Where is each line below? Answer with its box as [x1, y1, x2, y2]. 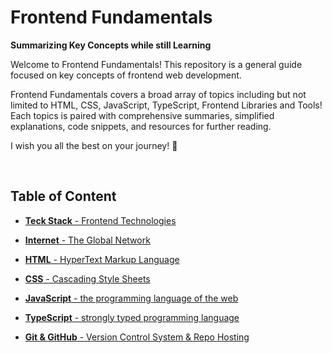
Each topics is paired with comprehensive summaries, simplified [10, 109, 275, 121]
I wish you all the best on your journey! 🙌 [10, 139, 178, 151]
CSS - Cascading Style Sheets [24, 272, 151, 285]
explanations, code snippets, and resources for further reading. [10, 120, 272, 132]
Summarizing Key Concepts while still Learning [10, 39, 212, 51]
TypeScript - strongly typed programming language [24, 311, 240, 323]
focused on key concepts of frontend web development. [10, 69, 242, 81]
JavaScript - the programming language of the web [24, 292, 239, 304]
